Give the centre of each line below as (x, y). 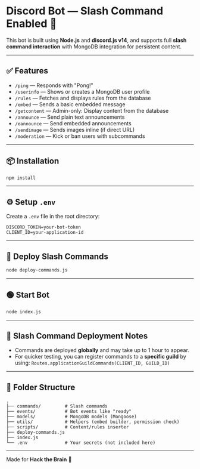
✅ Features (27, 71)
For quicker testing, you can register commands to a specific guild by (100, 357)
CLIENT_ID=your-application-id (45, 233)
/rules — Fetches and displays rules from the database (83, 98)
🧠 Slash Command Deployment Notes (77, 336)
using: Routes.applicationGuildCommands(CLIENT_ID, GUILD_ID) (92, 363)
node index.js (24, 311)
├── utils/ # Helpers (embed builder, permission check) (93, 422)
